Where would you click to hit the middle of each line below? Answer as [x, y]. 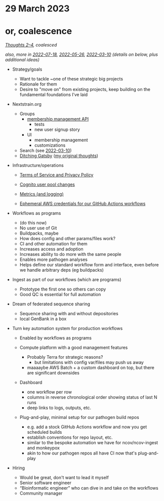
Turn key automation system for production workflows [67, 329]
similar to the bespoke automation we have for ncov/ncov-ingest [92, 443]
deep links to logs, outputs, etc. [59, 408]
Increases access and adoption [52, 249]
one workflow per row [49, 392]
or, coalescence [39, 31]
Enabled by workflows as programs [56, 338]
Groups [27, 114]
